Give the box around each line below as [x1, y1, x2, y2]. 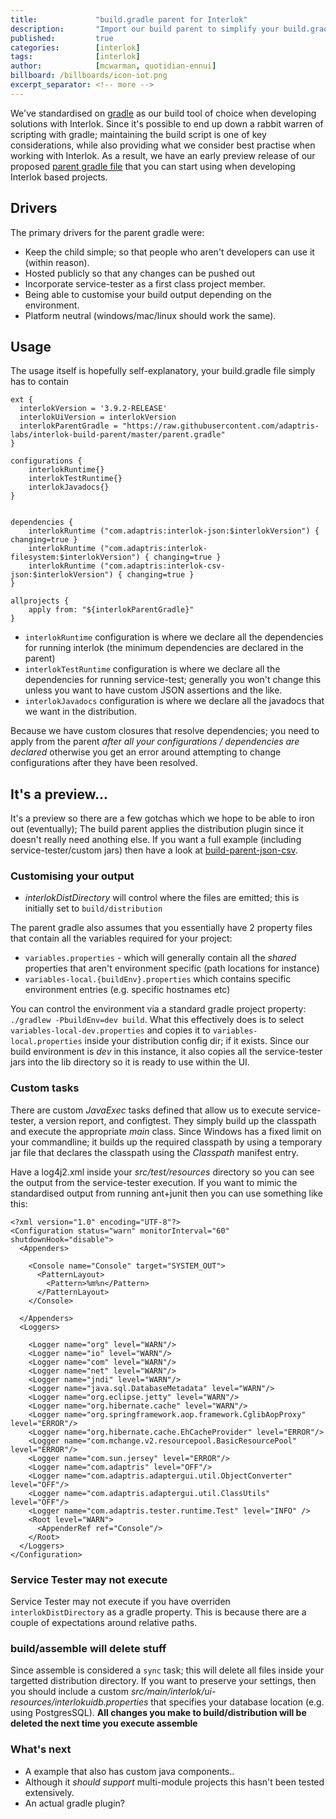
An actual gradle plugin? [24, 1797, 125, 1809]
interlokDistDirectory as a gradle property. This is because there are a [10, 1606, 307, 1618]
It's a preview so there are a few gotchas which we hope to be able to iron [10, 812, 315, 825]
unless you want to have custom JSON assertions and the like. [24, 684, 283, 696]
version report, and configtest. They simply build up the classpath [45, 1114, 317, 1126]
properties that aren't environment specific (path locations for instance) [24, 962, 320, 975]
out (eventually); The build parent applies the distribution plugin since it [10, 823, 304, 835]
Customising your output [10, 869, 135, 883]
